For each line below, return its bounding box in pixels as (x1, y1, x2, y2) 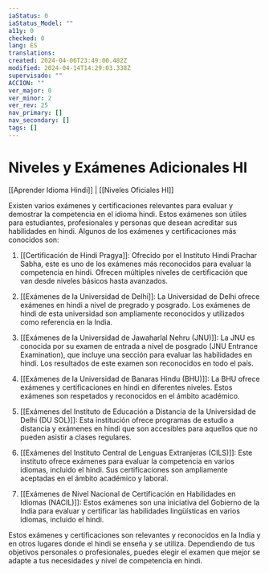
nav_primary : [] (8, 109, 63, 117)
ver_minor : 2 (8, 94, 52, 102)
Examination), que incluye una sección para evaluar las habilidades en (19, 350, 253, 359)
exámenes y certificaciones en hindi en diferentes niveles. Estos (19, 383, 233, 392)
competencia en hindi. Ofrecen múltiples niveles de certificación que (19, 267, 248, 277)
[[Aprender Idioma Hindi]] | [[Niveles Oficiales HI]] (8, 185, 174, 194)
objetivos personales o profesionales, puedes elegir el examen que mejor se (8, 547, 261, 557)
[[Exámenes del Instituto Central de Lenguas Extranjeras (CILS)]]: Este (19, 448, 253, 457)
